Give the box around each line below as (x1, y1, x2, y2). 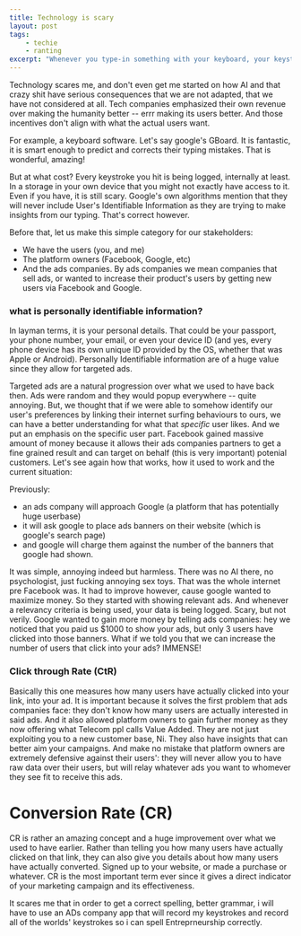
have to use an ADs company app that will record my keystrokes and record (9, 907, 289, 918)
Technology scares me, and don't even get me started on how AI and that (9, 80, 280, 90)
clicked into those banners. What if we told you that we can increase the (9, 634, 276, 644)
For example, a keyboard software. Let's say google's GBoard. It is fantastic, (9, 136, 291, 145)
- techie (25, 38, 58, 48)
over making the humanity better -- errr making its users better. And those (9, 109, 284, 118)
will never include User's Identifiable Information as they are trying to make (9, 200, 287, 211)
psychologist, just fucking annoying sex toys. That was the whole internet (9, 576, 280, 587)
